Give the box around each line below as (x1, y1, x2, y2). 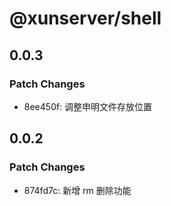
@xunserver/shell (9, 7, 162, 30)
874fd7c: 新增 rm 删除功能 (23, 184, 132, 196)
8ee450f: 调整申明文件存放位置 (23, 100, 153, 112)
